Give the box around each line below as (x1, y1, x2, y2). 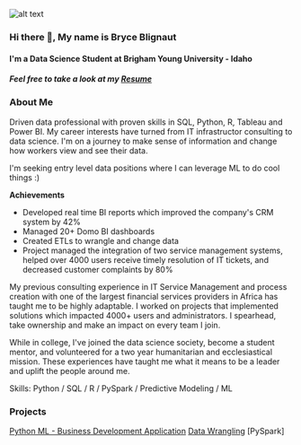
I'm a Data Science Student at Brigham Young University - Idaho (9, 53, 253, 64)
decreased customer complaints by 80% (22, 264, 173, 275)
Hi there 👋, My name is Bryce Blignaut (9, 31, 177, 43)
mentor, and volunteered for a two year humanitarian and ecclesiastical (9, 346, 272, 357)
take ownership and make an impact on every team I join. (9, 319, 221, 330)
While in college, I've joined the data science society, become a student (9, 336, 276, 347)
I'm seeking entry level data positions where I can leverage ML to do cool (9, 162, 280, 173)
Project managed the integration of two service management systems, (22, 245, 283, 256)
